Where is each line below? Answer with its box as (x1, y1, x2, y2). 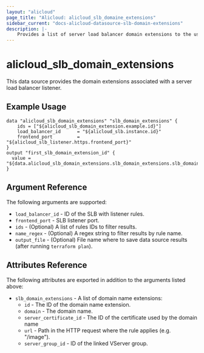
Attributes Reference (6, 260, 87, 270)
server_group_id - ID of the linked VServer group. (24, 340, 148, 347)
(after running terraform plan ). (15, 242, 93, 250)
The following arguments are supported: (6, 198, 107, 205)
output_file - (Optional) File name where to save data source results (15, 236, 188, 243)
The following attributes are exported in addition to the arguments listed (6, 276, 186, 283)
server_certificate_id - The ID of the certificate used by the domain (24, 314, 197, 321)
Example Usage (6, 101, 67, 112)
